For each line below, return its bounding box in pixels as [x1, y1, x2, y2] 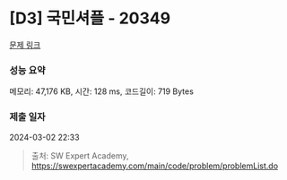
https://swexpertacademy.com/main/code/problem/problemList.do [30, 160, 279, 171]
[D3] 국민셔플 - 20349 [9, 8, 171, 29]
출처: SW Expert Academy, [30, 150, 129, 161]
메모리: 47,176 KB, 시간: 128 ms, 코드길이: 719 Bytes [9, 86, 195, 97]
